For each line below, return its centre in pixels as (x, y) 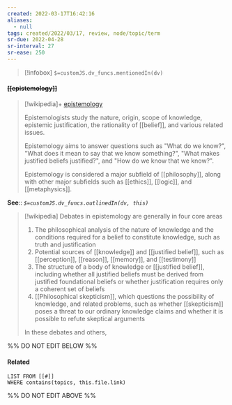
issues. (34, 133)
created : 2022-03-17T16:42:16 (51, 14)
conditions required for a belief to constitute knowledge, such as (127, 237)
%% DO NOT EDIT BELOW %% (52, 346)
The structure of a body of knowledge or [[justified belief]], (119, 267)
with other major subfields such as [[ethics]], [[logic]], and (108, 182)
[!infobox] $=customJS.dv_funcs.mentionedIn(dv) (94, 72)
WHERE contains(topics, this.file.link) (67, 383)
